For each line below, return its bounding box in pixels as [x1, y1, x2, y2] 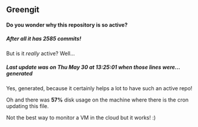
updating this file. [6, 102, 49, 109]
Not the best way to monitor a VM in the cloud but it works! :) [6, 114, 156, 121]
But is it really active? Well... [6, 50, 75, 57]
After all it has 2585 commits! [6, 35, 82, 42]
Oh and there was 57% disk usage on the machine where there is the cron [6, 96, 189, 103]
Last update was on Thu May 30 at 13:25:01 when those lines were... [6, 63, 181, 71]
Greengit [6, 5, 40, 15]
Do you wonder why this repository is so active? [6, 21, 128, 28]
